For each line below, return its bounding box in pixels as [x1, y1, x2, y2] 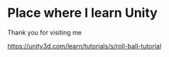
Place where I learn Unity [7, 5, 158, 21]
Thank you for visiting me [7, 28, 82, 37]
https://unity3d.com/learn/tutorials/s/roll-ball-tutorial [7, 42, 162, 50]
